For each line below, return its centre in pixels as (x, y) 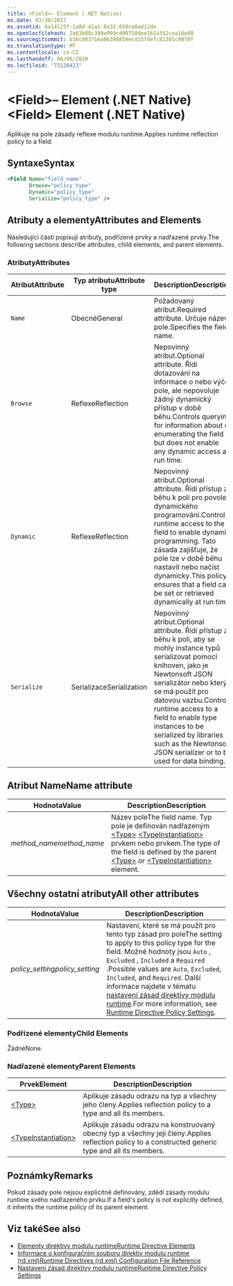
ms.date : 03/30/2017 (37, 20)
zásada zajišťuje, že (186, 549)
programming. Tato (185, 541)
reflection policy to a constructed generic (150, 1142)
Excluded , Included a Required (156, 960)
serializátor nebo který (190, 683)
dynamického (176, 506)
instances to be (179, 726)
